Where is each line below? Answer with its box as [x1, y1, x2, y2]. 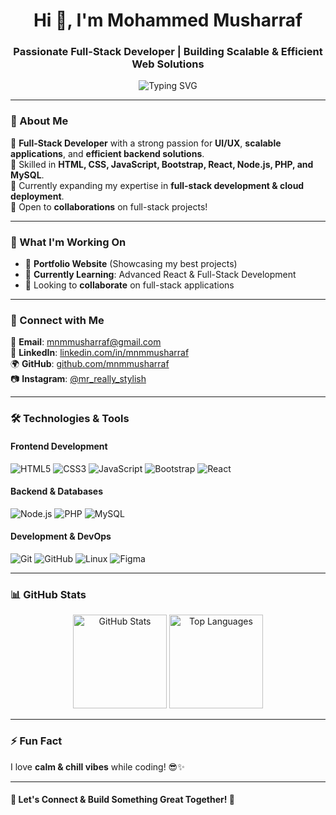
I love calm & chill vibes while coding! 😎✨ [10, 760, 185, 773]
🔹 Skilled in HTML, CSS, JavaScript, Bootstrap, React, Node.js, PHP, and [10, 158, 314, 170]
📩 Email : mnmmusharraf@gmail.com [10, 336, 162, 348]
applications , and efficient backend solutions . [10, 147, 205, 159]
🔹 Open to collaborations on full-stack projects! [10, 200, 208, 213]
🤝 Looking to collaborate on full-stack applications [24, 279, 235, 291]
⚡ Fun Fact [10, 734, 63, 748]
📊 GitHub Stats [10, 587, 87, 601]
